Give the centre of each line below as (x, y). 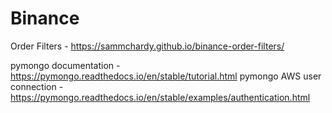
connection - (37, 86)
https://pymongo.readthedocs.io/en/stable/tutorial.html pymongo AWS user (166, 76)
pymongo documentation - (65, 65)
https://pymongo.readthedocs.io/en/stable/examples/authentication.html (160, 97)
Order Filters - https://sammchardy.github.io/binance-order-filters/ (147, 46)
